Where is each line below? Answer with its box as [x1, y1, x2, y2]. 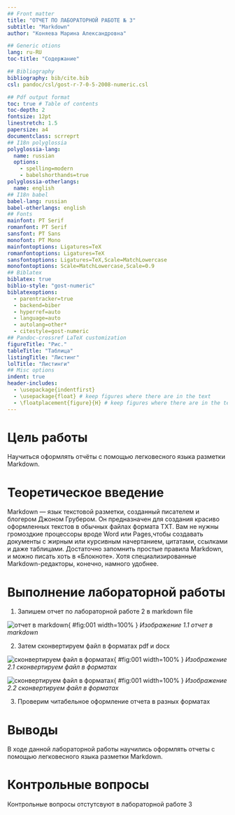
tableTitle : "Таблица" [7, 347, 73, 354]
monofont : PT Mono [7, 236, 61, 243]
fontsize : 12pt [7, 113, 52, 120]
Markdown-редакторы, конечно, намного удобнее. [7, 560, 159, 568]
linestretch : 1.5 [7, 120, 58, 127]
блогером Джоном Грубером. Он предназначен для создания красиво [7, 515, 220, 523]
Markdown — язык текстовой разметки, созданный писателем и [7, 508, 200, 516]
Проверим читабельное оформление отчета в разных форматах [17, 697, 211, 706]
